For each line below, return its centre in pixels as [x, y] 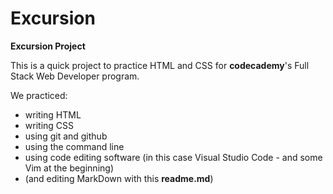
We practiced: [39, 95]
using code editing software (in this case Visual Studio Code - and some [173, 157]
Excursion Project [48, 46]
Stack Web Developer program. [75, 76]
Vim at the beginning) [69, 168]
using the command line [74, 146]
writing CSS [49, 125]
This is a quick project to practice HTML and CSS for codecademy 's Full [160, 65]
